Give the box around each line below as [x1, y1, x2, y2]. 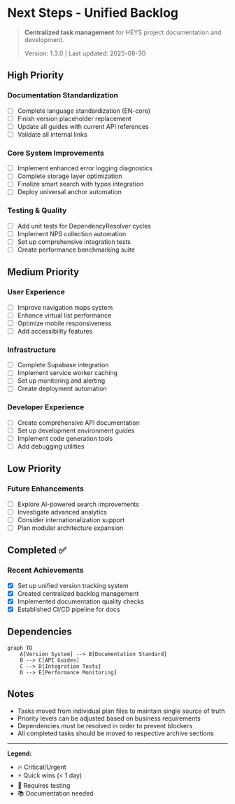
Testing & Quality [7, 205, 67, 215]
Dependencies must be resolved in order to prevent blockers [17, 721, 193, 730]
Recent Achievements [7, 566, 84, 575]
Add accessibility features [17, 327, 93, 335]
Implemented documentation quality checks [17, 597, 145, 606]
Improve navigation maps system [17, 303, 113, 311]
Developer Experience [7, 402, 85, 412]
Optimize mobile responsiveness [17, 319, 112, 327]
